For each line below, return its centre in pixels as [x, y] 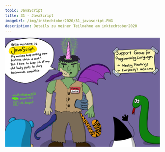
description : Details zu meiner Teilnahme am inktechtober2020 [71, 26]
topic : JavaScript [24, 10]
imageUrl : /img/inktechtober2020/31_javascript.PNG [59, 21]
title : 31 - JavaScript [29, 15]
